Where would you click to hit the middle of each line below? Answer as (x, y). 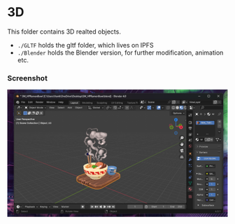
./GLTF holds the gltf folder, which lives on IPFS (85, 45)
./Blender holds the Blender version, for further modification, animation (120, 52)
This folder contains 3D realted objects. (64, 31)
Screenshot (27, 78)
